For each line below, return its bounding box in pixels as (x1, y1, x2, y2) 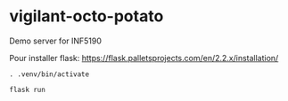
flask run (9, 85, 46, 94)
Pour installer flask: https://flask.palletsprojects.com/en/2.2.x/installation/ (9, 52, 279, 63)
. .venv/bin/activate (9, 69, 90, 79)
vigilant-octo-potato (9, 6, 164, 27)
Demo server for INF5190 (9, 35, 103, 46)
